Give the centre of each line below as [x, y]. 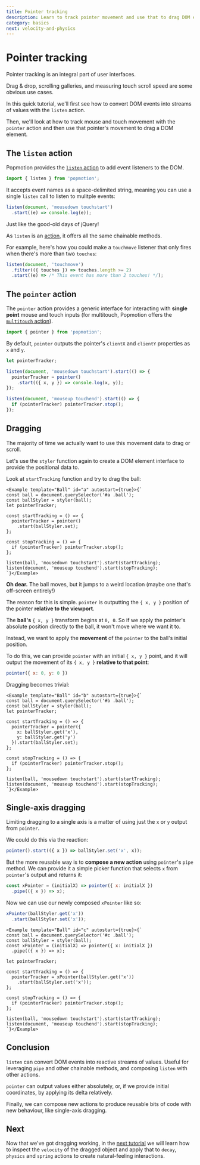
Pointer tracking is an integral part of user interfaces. [71, 75]
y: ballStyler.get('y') [46, 737]
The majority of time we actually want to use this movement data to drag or [98, 443]
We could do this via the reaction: [47, 840]
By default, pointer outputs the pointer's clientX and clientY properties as [98, 343]
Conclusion [28, 1047]
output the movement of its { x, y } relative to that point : [78, 662]
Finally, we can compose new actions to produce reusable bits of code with [99, 1104]
